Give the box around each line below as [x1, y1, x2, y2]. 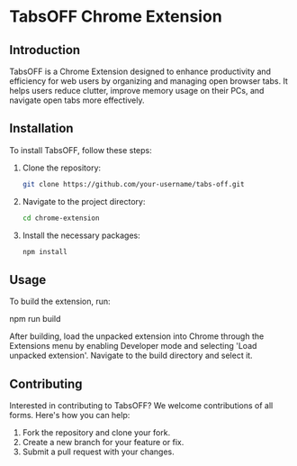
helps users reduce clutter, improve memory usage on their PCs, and [9, 86, 265, 96]
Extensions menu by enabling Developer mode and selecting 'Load [9, 341, 257, 352]
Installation [9, 121, 74, 136]
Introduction [9, 42, 81, 58]
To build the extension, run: [9, 296, 111, 307]
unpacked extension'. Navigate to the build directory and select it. [9, 350, 254, 361]
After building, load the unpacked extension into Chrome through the [9, 331, 265, 342]
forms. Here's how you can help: [9, 410, 130, 421]
